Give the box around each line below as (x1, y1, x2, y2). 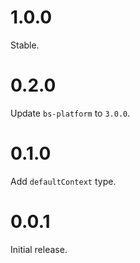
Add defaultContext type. (10, 175, 117, 187)
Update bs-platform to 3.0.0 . (10, 107, 131, 119)
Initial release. (10, 243, 68, 255)
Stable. (10, 39, 40, 51)
